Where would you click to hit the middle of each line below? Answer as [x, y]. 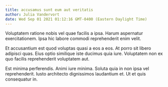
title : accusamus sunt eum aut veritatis [49, 10]
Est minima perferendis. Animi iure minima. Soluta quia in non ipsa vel [77, 68]
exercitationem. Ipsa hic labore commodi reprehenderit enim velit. [73, 38]
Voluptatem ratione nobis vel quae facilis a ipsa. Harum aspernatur [74, 33]
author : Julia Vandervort [32, 14]
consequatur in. [21, 79]
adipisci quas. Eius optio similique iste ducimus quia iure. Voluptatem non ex [84, 53]
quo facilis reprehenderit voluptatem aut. [47, 59]
